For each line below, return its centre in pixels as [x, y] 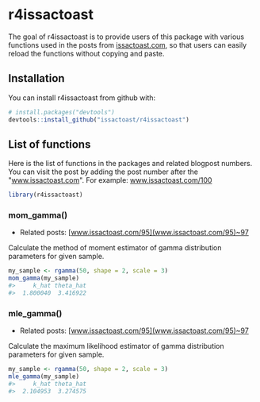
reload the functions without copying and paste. [86, 53]
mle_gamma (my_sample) [44, 377]
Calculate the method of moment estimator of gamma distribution [115, 248]
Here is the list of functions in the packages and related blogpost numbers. [130, 164]
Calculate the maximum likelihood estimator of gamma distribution [116, 346]
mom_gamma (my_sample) [44, 278]
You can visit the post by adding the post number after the [103, 172]
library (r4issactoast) [46, 195]
